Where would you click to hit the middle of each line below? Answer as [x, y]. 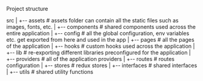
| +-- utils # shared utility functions [50, 72]
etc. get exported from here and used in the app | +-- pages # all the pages [101, 40]
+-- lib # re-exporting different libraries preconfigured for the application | [98, 53]
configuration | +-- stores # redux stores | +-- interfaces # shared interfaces [102, 65]
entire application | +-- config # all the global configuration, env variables [98, 33]
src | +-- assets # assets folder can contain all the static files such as [92, 20]
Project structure [27, 9]
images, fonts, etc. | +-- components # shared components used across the [101, 27]
